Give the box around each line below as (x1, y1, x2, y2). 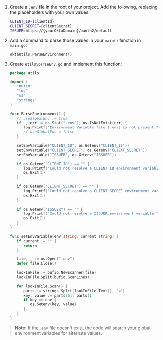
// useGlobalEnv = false (23, 129, 75, 135)
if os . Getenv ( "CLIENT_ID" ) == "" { (16, 161, 90, 166)
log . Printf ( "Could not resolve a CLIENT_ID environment (23, 166, 141, 171)
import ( (9, 79, 28, 85)
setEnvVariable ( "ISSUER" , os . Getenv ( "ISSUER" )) (16, 152, 117, 157)
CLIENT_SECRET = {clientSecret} (9, 23, 73, 29)
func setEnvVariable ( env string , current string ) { (9, 234, 119, 239)
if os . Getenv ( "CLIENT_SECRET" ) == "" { (16, 184, 99, 189)
